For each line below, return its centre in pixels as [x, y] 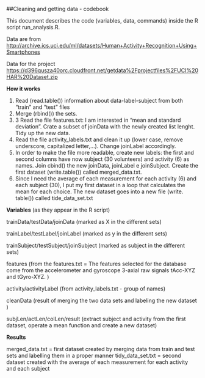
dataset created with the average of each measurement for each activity [97, 362]
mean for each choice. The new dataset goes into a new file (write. [99, 191]
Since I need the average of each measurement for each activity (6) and [106, 179]
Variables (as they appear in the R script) [58, 210]
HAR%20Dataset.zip [32, 77]
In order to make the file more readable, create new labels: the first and [104, 153]
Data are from [24, 39]
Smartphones [23, 52]
